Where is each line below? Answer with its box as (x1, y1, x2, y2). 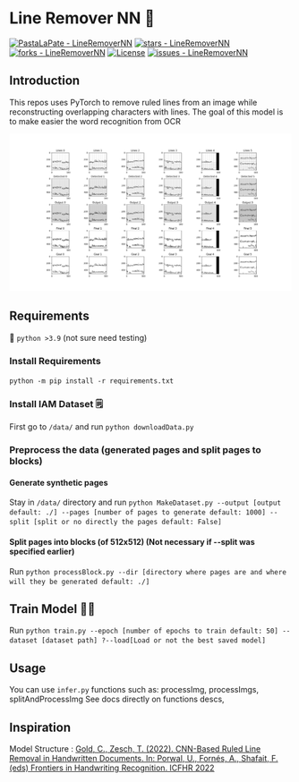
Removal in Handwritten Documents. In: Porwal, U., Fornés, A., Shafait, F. (9, 752, 279, 763)
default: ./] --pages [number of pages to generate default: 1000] (9, 508, 267, 517)
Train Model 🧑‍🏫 (9, 601, 96, 616)
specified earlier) (9, 546, 75, 557)
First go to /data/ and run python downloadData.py (9, 421, 194, 432)
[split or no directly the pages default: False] (32, 518, 222, 527)
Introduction (9, 73, 81, 89)
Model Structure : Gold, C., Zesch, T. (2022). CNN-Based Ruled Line (9, 743, 261, 754)
